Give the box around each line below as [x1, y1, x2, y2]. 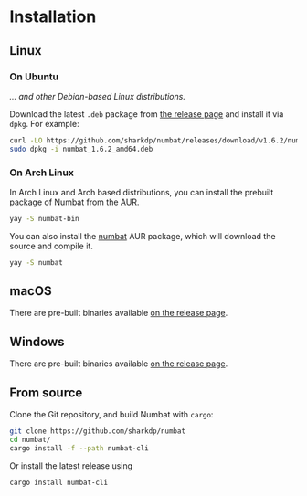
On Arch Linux [9, 166, 75, 179]
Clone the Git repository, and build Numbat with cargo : [9, 409, 214, 420]
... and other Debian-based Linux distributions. [9, 90, 185, 101]
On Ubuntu [9, 70, 59, 83]
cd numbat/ [9, 435, 51, 444]
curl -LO [9, 135, 43, 145]
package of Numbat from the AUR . [9, 196, 140, 207]
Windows [9, 333, 65, 349]
